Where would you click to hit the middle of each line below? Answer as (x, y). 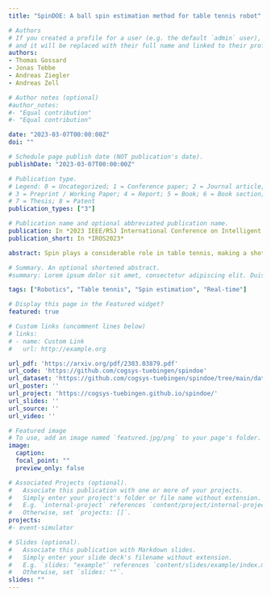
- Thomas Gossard (38, 61)
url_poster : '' (34, 386)
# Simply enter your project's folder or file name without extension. (135, 497)
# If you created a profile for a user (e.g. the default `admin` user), (135, 38)
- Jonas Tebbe (32, 68)
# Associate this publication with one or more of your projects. (126, 490)
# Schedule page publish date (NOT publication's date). (106, 157)
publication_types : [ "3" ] (52, 209)
